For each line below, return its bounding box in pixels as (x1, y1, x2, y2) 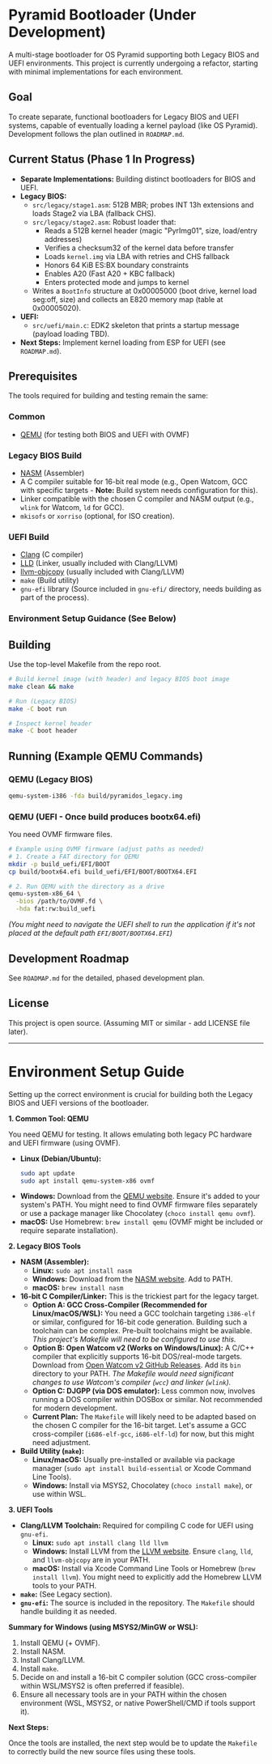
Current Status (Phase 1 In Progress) (8, 152, 196, 167)
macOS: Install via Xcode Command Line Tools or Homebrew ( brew (32, 1564, 256, 1574)
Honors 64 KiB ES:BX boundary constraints (44, 260, 189, 270)
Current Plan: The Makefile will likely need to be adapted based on (32, 1412, 257, 1422)
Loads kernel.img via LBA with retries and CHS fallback (44, 251, 230, 261)
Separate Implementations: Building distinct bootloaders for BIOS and (19, 174, 256, 184)
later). (8, 1027, 28, 1036)
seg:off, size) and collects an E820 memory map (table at (32, 294, 223, 304)
